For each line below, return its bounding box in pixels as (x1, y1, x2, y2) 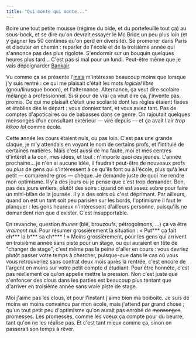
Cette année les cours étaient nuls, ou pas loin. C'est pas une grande (6, 134, 173, 141)
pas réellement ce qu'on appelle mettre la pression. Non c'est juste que (6, 270, 178, 277)
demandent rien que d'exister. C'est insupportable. (6, 209, 129, 216)
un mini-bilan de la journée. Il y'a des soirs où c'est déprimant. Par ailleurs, (6, 190, 186, 197)
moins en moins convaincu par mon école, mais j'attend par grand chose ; (6, 300, 185, 308)
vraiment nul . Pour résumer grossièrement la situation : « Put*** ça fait (6, 227, 177, 234)
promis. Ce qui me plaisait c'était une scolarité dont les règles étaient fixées (6, 98, 188, 105)
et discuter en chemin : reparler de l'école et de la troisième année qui (6, 43, 176, 50)
